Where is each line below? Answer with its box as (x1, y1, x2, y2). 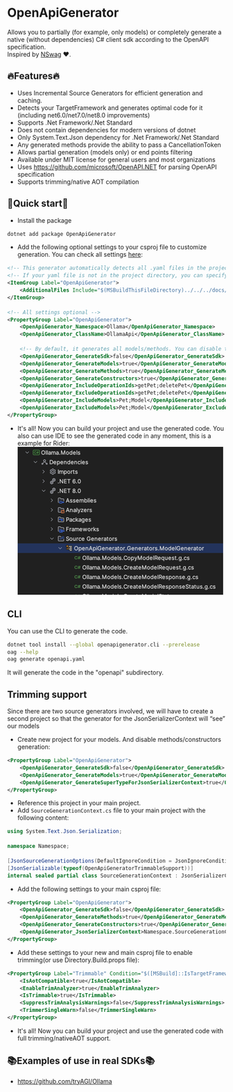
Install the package (17, 216, 72, 224)
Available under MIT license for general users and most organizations (17, 155, 216, 164)
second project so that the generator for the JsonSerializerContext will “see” (7, 715, 225, 723)
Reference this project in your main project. (17, 799, 141, 807)
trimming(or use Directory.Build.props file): (17, 956, 140, 964)
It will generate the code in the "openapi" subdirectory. (7, 668, 164, 676)
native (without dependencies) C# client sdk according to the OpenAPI (7, 35, 209, 43)
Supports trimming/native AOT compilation (17, 177, 139, 186)
